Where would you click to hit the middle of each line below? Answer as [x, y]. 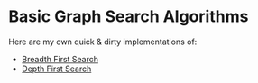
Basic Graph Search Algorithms [129, 17]
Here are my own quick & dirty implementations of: [103, 41]
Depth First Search [56, 69]
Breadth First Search [60, 59]
